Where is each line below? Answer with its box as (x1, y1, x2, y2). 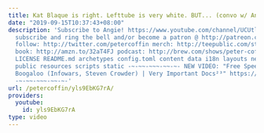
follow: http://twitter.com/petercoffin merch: (15, 41, 174, 49)
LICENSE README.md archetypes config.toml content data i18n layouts (15, 56, 247, 63)
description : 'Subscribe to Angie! (8, 26, 125, 34)
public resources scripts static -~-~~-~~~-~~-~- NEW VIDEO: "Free (15, 63, 241, 70)
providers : (8, 92, 44, 99)
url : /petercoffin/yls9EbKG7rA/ (8, 84, 114, 92)
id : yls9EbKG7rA (22, 106, 76, 114)
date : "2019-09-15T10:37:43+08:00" (8, 19, 125, 27)
